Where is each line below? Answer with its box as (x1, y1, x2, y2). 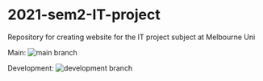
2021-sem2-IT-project (7, 6, 161, 24)
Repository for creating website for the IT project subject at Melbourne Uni (7, 32, 256, 42)
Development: (7, 63, 54, 73)
